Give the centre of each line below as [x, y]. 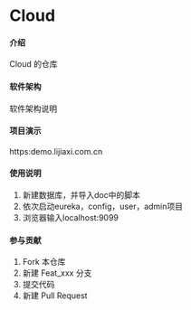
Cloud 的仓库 [33, 64]
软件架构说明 [33, 108]
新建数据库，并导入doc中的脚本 [81, 195]
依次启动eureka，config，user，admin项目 [103, 206]
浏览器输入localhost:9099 [71, 217]
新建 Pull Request [55, 296]
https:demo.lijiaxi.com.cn [56, 151]
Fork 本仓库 [44, 262]
